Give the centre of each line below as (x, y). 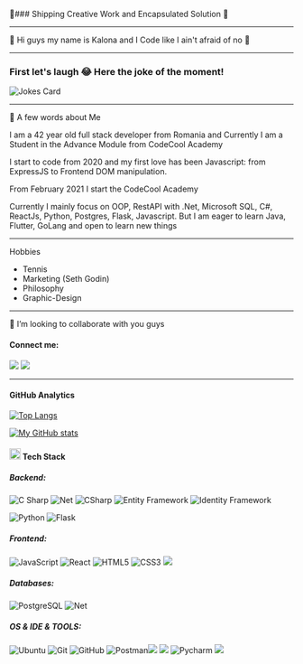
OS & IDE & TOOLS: (46, 626)
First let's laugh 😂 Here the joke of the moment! (117, 71)
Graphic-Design (52, 298)
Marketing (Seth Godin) (66, 279)
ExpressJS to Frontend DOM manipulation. (88, 172)
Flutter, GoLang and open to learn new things (93, 226)
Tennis (35, 269)
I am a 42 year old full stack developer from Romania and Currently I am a (147, 135)
